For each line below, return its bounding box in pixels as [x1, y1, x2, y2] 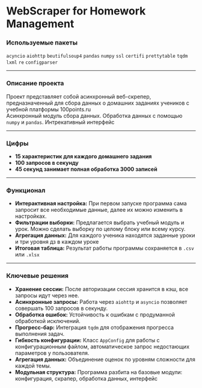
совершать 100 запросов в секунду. [14, 304, 108, 312]
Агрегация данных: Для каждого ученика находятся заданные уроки [14, 232, 195, 239]
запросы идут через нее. [14, 292, 79, 299]
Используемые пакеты [6, 38, 78, 47]
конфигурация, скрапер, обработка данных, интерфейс [14, 375, 158, 382]
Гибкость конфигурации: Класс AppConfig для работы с [14, 336, 161, 343]
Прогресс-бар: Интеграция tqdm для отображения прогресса [14, 324, 174, 331]
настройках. [14, 212, 47, 220]
